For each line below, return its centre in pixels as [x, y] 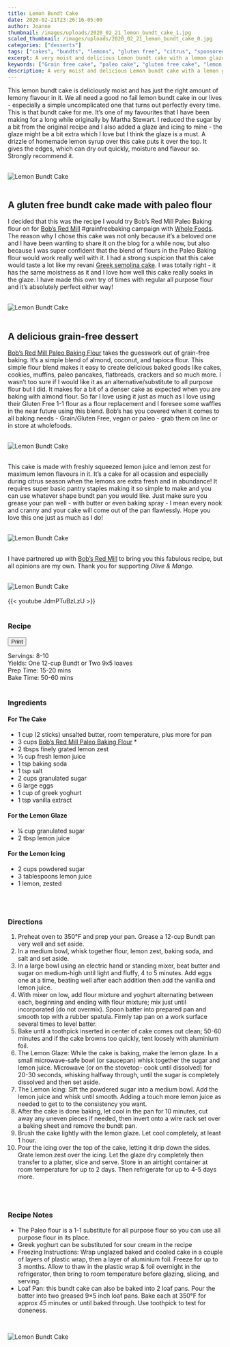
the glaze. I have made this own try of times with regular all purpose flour [111, 280]
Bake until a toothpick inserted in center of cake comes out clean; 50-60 [119, 1031]
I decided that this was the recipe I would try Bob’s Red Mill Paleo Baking [110, 222]
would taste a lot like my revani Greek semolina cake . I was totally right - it [112, 265]
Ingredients [27, 703]
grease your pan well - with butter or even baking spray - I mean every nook [115, 503]
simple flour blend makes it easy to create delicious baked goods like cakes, [115, 368]
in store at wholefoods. [40, 426]
